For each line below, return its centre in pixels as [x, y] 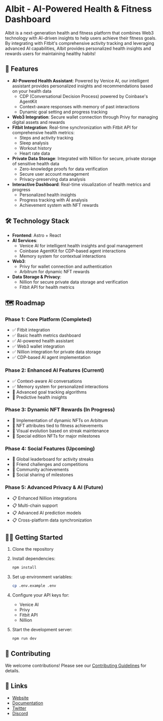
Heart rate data [35, 153]
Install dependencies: [34, 559]
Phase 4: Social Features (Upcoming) [50, 448]
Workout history [36, 148]
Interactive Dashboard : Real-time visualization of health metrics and [81, 184]
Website [20, 698]
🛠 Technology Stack [37, 221]
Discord [20, 713]
